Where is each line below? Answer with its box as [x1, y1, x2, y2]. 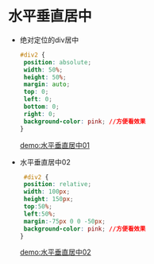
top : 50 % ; [23, 203, 53, 211]
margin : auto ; [23, 80, 71, 88]
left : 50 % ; [23, 210, 56, 218]
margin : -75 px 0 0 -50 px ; [23, 217, 106, 225]
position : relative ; [23, 181, 92, 188]
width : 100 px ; [23, 188, 71, 196]
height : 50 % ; [23, 73, 67, 81]
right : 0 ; [23, 110, 56, 118]
